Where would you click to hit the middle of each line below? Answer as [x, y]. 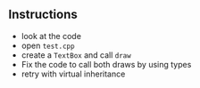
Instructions [43, 15]
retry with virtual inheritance [73, 74]
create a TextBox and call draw [76, 55]
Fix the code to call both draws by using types [106, 64]
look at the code [51, 36]
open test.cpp [48, 45]
